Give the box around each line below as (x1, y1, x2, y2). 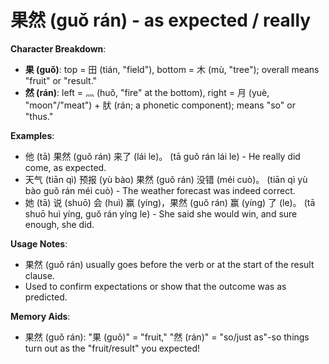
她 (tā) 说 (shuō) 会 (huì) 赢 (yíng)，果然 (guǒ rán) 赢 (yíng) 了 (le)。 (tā (24, 196, 316, 208)
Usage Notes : (10, 237, 68, 250)
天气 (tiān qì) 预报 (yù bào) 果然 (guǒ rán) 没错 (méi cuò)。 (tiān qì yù (24, 173, 308, 185)
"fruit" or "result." (24, 74, 98, 86)
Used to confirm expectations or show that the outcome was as (24, 280, 287, 292)
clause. (24, 269, 55, 281)
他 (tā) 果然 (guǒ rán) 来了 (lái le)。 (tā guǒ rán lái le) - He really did (24, 150, 301, 162)
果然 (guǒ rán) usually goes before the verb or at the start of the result (24, 258, 315, 270)
